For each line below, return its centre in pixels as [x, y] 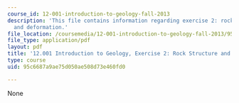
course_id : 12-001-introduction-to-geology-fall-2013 [89, 14]
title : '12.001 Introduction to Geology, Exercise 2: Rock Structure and [119, 54]
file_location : [30, 34]
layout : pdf [25, 47]
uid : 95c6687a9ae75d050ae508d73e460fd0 [67, 67]
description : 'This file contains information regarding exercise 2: [113, 21]
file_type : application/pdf [49, 40]
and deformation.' [41, 27]
